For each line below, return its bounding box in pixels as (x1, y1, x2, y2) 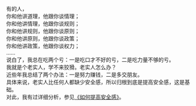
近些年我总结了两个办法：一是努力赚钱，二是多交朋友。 (6, 71, 143, 78)
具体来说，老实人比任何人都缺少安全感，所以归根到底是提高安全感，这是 (6, 79, 185, 85)
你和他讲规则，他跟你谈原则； (6, 27, 80, 35)
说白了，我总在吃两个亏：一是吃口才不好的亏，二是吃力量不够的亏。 (6, 56, 174, 63)
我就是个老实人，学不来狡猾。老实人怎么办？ (6, 64, 117, 70)
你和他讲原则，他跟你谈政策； (6, 35, 80, 42)
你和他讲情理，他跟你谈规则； (6, 20, 80, 27)
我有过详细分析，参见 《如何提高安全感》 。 (22, 93, 125, 100)
